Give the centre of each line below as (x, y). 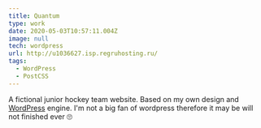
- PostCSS (32, 76)
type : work (27, 23)
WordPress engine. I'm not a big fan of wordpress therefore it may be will (131, 108)
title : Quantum (34, 16)
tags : (17, 62)
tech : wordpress (36, 46)
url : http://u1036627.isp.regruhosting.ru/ (83, 53)
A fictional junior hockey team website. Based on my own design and (124, 99)
